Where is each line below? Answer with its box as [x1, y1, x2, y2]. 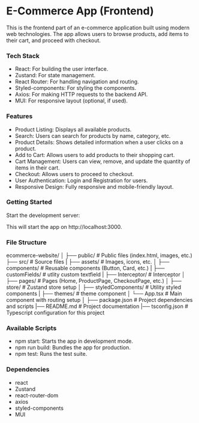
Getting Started [6, 198, 52, 206]
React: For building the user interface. [14, 65, 108, 72]
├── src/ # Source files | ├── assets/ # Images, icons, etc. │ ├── [6, 258, 170, 265]
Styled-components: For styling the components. [14, 84, 137, 92]
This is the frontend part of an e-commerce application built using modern [6, 24, 190, 31]
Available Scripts [6, 324, 57, 333]
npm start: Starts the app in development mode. [14, 337, 134, 345]
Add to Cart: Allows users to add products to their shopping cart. [14, 151, 175, 158]
